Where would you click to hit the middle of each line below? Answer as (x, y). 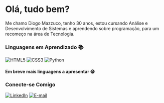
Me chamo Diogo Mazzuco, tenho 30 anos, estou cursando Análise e (76, 23)
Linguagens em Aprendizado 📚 (44, 47)
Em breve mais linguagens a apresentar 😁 (50, 71)
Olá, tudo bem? (38, 9)
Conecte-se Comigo (30, 84)
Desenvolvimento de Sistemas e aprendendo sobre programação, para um (82, 28)
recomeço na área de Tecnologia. (40, 34)
